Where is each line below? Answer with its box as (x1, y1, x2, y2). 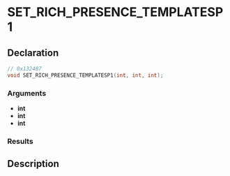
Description (7, 158, 59, 170)
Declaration (7, 47, 59, 59)
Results (7, 136, 33, 146)
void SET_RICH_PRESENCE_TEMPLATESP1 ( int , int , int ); (7, 71, 164, 79)
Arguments (7, 88, 47, 98)
